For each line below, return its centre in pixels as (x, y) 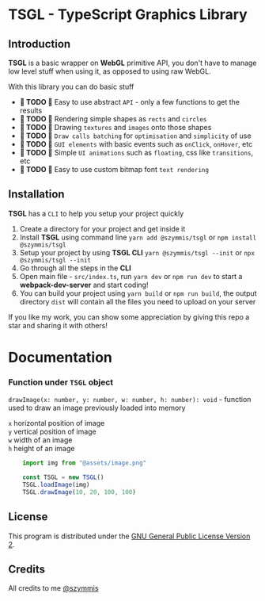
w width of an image (40, 440)
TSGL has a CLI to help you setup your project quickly (96, 213)
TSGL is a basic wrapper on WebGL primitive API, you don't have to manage (132, 63)
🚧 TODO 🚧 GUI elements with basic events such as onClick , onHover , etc (136, 144)
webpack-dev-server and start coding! (84, 285)
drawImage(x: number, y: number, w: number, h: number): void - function (130, 400)
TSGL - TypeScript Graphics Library (128, 15)
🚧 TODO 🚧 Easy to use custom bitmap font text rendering (114, 169)
